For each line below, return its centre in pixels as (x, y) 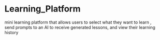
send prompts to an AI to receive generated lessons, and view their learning (80, 27)
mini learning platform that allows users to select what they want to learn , (78, 22)
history (12, 32)
